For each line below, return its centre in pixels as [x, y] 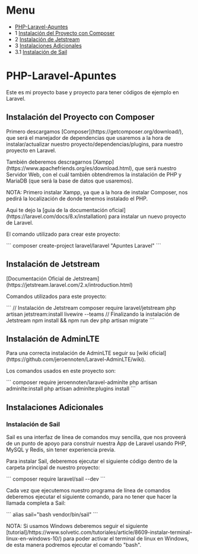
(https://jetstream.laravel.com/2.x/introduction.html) [70, 284]
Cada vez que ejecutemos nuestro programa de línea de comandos [88, 490]
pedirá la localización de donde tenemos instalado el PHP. [77, 198]
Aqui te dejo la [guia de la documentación [57, 210]
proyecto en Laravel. [31, 150]
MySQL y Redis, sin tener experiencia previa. [61, 450]
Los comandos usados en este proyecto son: [61, 371]
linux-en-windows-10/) [34, 539]
